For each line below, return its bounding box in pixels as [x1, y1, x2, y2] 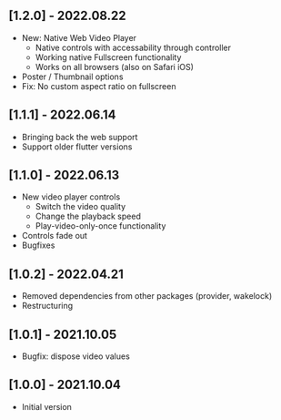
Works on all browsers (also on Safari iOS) [35, 61, 195, 72]
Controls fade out [21, 230, 88, 241]
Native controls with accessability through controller [35, 42, 232, 53]
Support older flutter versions [21, 141, 133, 152]
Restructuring [21, 301, 74, 312]
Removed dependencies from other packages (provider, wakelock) [21, 291, 273, 302]
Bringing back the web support [21, 131, 138, 142]
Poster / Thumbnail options [21, 71, 124, 82]
